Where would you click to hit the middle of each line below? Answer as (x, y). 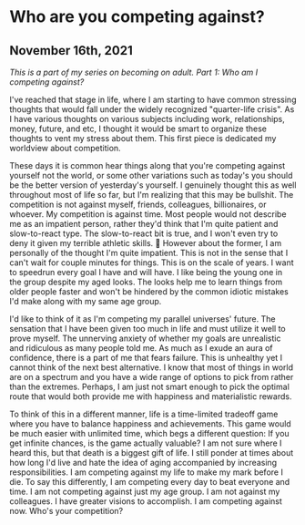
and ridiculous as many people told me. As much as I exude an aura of (141, 348)
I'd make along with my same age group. (86, 301)
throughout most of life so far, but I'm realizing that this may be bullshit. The (152, 195)
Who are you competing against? (137, 17)
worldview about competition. (65, 148)
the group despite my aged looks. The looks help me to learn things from (146, 282)
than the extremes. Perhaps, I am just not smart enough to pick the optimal (149, 386)
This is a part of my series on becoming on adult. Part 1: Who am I (134, 72)
